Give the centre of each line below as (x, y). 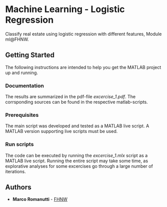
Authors (18, 187)
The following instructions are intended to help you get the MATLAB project (83, 67)
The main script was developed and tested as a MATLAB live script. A (77, 126)
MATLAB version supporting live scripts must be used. (62, 131)
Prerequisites (22, 115)
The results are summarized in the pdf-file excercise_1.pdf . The (70, 97)
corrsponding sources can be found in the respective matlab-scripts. (77, 102)
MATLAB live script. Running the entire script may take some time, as (77, 161)
